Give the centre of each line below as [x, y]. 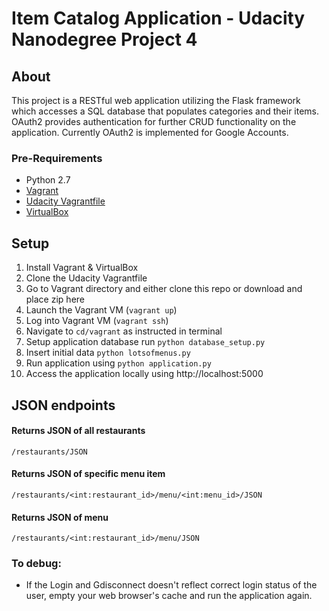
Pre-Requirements [57, 158]
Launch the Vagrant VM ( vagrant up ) [101, 310]
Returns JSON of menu [60, 517]
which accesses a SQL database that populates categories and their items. [165, 111]
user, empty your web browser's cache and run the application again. [169, 596]
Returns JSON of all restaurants [78, 431]
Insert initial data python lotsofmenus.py [108, 353]
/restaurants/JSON [49, 452]
